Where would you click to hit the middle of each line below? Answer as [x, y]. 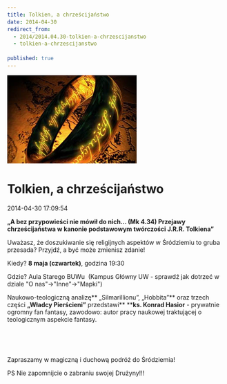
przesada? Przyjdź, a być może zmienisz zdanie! [76, 250]
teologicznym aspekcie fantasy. [52, 319]
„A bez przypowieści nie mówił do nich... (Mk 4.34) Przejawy [97, 221]
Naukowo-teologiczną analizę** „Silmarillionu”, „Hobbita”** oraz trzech [108, 297]
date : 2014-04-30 [32, 22]
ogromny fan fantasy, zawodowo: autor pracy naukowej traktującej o [105, 312]
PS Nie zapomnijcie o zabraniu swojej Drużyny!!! [76, 373]
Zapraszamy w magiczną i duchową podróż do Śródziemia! [91, 359]
